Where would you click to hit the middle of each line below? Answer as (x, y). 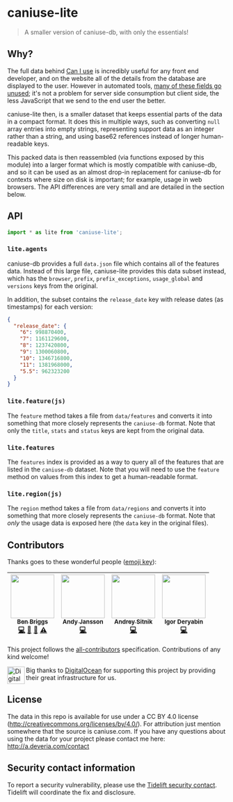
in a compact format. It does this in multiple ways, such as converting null (114, 121)
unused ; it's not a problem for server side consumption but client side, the (113, 93)
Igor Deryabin (184, 622)
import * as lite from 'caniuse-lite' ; (65, 232)
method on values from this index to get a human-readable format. (103, 476)
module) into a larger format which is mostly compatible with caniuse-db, (112, 165)
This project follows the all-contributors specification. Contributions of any (114, 649)
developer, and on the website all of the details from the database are (107, 78)
